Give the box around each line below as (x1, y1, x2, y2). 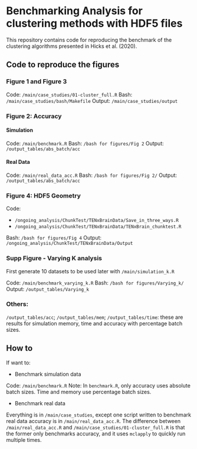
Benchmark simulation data (14, 370, 81, 377)
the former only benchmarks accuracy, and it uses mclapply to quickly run (6, 430, 186, 437)
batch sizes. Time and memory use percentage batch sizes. (6, 388, 152, 395)
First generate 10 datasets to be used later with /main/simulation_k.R (6, 267, 175, 274)
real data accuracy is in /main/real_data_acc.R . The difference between (6, 417, 181, 424)
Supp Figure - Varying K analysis (6, 254, 102, 263)
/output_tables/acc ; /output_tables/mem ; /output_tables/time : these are (6, 314, 183, 321)
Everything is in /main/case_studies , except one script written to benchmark (6, 411, 192, 418)
